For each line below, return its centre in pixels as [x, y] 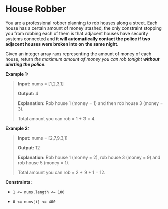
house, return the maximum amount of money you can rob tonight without [82, 59]
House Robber [36, 9]
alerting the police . [25, 64]
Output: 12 [29, 147]
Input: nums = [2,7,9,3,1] [43, 138]
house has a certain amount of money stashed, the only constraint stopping [83, 28]
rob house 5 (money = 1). [44, 163]
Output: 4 [28, 93]
